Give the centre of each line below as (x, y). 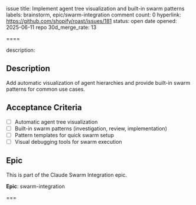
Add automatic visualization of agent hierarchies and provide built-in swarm (98, 82)
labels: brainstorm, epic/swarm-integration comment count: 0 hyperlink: (94, 15)
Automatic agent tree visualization (56, 122)
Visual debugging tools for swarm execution (68, 141)
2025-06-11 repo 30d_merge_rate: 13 (51, 27)
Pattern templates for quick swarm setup (64, 135)
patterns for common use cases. (46, 89)
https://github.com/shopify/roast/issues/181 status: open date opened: (92, 21)
